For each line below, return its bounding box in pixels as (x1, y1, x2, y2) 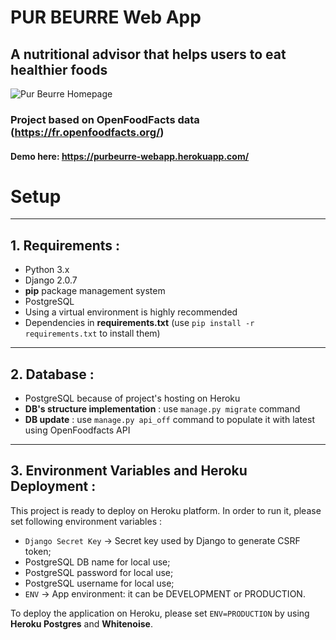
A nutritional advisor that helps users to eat (10, 46, 287, 63)
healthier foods (10, 61, 108, 78)
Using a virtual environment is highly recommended (24, 306, 238, 318)
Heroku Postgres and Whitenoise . (10, 617, 153, 630)
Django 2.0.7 (24, 274, 78, 286)
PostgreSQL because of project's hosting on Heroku (24, 392, 241, 405)
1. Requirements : (10, 237, 121, 254)
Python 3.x (24, 264, 70, 276)
